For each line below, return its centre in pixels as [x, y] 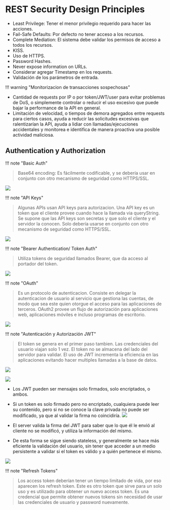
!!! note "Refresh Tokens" [31, 470]
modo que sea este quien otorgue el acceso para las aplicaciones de [90, 304]
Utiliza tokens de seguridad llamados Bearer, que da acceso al [83, 258]
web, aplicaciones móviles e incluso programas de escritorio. [82, 314]
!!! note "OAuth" [22, 283]
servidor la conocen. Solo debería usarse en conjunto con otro [83, 224]
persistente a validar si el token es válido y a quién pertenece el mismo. [87, 451]
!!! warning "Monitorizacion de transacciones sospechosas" [68, 87]
